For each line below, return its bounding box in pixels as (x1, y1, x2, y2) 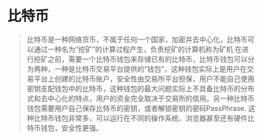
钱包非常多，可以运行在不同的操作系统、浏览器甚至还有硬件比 (54, 113, 255, 123)
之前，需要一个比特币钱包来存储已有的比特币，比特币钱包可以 (47, 54, 248, 64)
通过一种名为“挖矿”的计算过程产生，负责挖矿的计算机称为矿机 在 (33, 44, 243, 53)
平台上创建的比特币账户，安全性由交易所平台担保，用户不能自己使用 (33, 74, 255, 83)
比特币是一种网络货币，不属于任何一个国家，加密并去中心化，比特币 (26, 35, 248, 44)
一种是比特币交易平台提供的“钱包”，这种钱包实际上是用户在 (54, 64, 247, 73)
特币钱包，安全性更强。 (26, 123, 103, 132)
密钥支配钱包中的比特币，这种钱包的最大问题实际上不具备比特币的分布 (26, 83, 255, 93)
